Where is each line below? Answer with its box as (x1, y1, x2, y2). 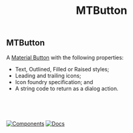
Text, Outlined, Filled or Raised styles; (15, 65, 109, 73)
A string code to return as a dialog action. (15, 85, 119, 92)
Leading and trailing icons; (15, 72, 82, 79)
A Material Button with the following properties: (6, 54, 124, 61)
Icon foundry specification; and (15, 78, 94, 85)
